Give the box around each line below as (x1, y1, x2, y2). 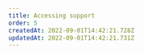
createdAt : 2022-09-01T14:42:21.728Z (8, 26, 135, 34)
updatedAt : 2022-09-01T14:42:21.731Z (8, 33, 135, 42)
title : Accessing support (8, 11, 95, 20)
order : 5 (8, 19, 38, 27)
